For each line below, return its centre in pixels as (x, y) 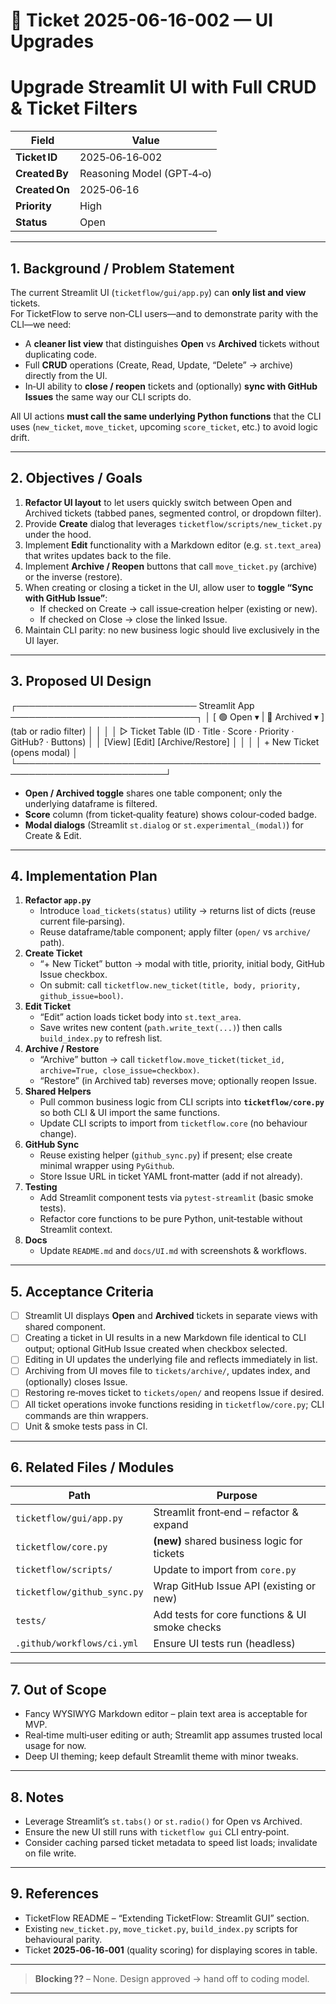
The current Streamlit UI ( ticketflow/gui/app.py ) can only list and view (158, 292)
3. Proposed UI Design (81, 681)
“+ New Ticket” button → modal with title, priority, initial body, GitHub (182, 964)
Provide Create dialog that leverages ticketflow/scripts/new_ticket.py (173, 523)
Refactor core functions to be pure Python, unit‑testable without (171, 1219)
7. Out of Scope (58, 1689)
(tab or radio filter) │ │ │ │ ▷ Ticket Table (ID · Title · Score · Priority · (152, 731)
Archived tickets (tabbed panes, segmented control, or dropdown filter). (173, 513)
